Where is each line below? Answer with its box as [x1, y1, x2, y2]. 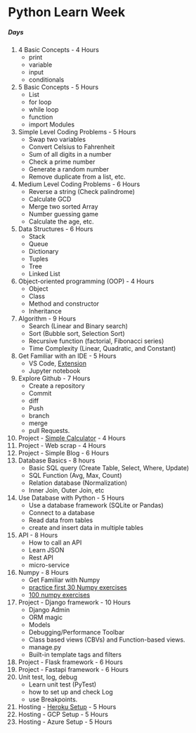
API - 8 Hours [18, 531, 58, 540]
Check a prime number [28, 157, 96, 166]
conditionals [28, 75, 65, 84]
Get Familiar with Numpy [28, 576, 100, 584]
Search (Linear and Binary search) [28, 322, 129, 330]
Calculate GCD [28, 195, 72, 204]
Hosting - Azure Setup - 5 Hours [18, 718, 112, 726]
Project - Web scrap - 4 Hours [18, 441, 106, 450]
